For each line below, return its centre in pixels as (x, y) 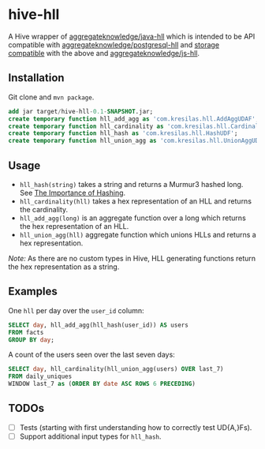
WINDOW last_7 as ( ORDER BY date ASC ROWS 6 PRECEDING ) (102, 384)
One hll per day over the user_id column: (76, 310)
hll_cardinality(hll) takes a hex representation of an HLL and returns (136, 201)
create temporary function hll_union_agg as (82, 141)
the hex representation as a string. (64, 267)
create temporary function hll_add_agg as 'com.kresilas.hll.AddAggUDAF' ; (134, 119)
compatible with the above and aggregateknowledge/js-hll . (104, 53)
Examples (33, 292)
